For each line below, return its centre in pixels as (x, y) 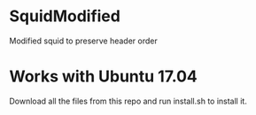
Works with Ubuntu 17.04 (103, 77)
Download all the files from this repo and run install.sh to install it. (128, 101)
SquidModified (65, 16)
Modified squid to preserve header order (83, 41)
